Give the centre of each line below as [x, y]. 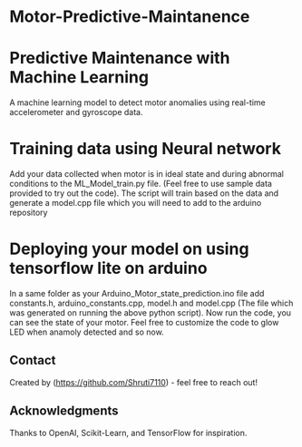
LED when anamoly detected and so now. [87, 332]
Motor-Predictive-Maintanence [130, 17]
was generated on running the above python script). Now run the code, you [151, 313]
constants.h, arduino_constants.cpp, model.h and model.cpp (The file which [151, 303]
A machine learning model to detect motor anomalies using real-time [137, 102]
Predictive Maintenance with [120, 58]
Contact [33, 360]
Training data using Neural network [145, 149]
